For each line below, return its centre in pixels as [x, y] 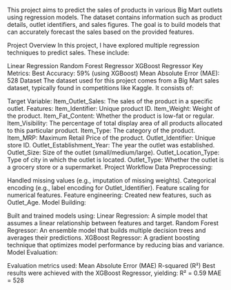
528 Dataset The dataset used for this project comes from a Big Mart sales [113, 81]
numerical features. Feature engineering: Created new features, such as [109, 195]
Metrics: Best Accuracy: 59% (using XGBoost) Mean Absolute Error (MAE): [113, 73]
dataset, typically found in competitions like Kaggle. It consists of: [101, 88]
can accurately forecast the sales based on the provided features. [101, 32]
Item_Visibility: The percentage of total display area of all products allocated [115, 123]
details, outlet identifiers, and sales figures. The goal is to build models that [114, 24]
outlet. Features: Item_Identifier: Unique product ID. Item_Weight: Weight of [114, 108]
